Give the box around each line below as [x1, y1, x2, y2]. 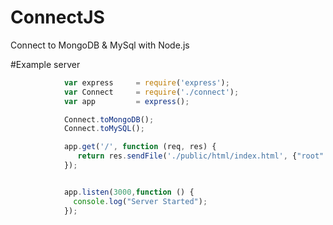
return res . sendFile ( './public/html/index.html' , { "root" [77, 151, 325, 161]
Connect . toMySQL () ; [63, 124, 145, 134]
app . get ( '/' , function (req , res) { [63, 142, 217, 152]
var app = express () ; [63, 96, 190, 106]
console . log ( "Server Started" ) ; [73, 196, 208, 206]
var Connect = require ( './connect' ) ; [63, 87, 240, 97]
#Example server [10, 58, 81, 70]
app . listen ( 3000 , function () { [63, 187, 195, 197]
